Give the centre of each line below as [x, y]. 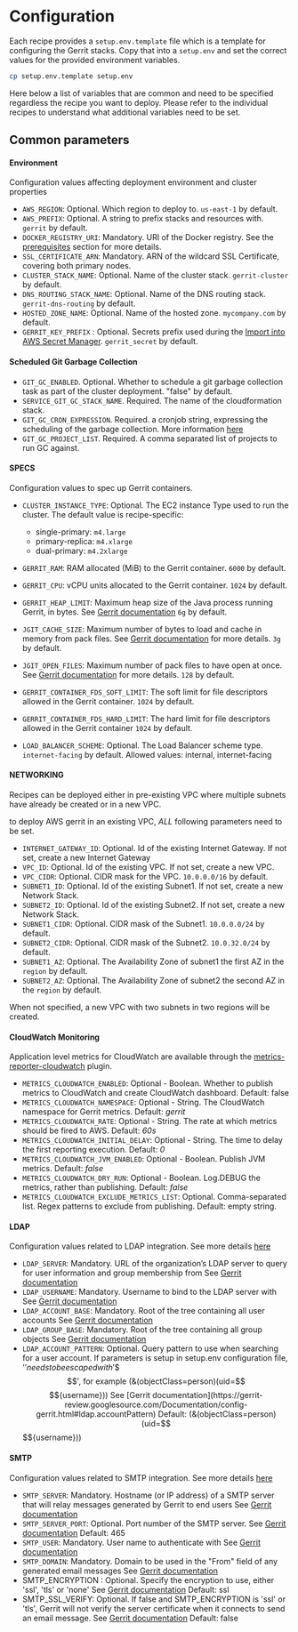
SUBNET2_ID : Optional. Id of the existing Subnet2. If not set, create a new [153, 905]
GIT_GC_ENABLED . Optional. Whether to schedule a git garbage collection [153, 382]
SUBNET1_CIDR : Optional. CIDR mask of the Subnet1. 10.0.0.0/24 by [143, 924]
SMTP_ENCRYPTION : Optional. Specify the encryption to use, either [148, 1580]
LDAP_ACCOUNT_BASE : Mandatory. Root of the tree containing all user [143, 1311]
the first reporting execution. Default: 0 [93, 1150]
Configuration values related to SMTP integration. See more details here [141, 1477]
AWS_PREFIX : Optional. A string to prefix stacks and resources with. [143, 219]
